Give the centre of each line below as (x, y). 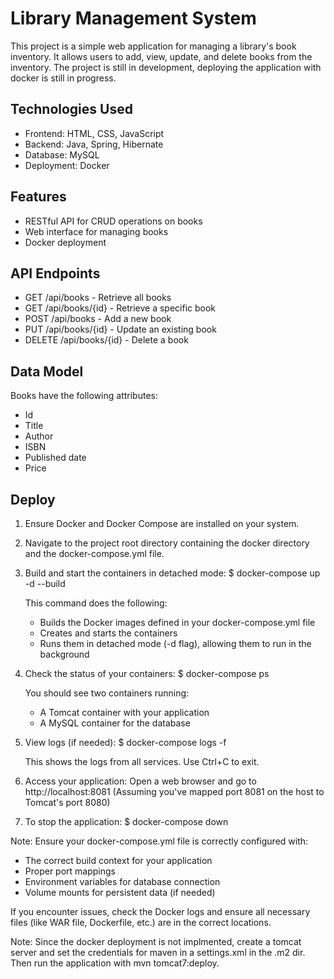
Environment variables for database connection (122, 881)
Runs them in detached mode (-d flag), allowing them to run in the (175, 643)
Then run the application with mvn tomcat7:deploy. (115, 963)
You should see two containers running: (107, 693)
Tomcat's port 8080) (67, 802)
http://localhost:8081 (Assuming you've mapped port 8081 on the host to (174, 791)
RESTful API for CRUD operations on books (113, 221)
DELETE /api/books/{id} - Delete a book (106, 340)
